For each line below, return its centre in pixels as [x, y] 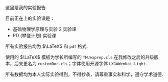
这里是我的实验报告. [26, 7]
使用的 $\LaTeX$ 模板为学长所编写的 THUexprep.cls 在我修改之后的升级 [80, 57]
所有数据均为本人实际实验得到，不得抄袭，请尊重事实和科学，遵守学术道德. [84, 74]
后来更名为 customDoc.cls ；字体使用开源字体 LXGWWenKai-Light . [80, 63]
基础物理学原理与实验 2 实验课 [44, 29]
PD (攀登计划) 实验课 [34, 35]
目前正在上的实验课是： [30, 18]
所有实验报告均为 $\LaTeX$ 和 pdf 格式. [47, 46]
